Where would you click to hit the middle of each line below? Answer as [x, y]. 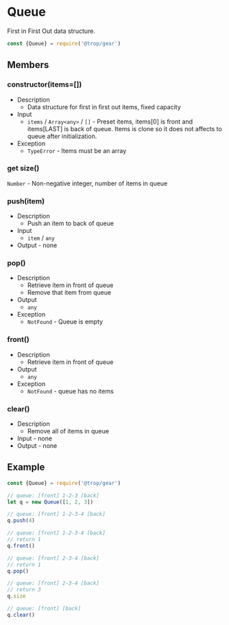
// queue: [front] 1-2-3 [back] [53, 495]
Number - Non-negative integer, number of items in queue [87, 183]
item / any [41, 238]
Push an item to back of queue [71, 223]
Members [28, 65]
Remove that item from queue [69, 293]
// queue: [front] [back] [44, 609]
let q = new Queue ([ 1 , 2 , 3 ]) [50, 502]
